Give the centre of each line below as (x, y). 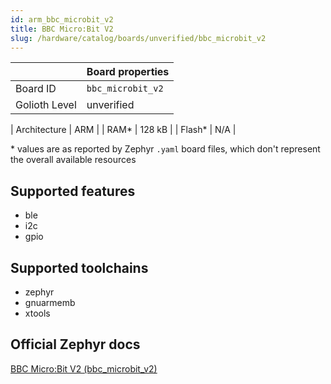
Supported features (73, 191)
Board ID (36, 89)
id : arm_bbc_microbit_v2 (62, 19)
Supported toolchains (79, 267)
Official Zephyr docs (75, 344)
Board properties (128, 72)
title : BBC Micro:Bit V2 (62, 29)
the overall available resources (73, 160)
